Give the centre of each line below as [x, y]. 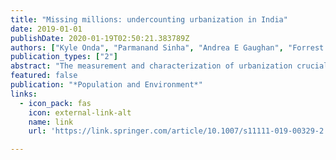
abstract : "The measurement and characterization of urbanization [151, 66]
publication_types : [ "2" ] [64, 57]
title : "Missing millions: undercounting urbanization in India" [149, 19]
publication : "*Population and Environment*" [106, 85]
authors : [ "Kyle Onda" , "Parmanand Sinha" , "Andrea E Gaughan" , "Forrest [167, 47]
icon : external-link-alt [80, 112]
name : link [51, 122]
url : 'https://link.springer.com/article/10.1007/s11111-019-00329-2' [178, 131]
